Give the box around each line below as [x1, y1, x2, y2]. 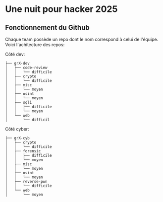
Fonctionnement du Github [5, 23, 90, 32]
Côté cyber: [5, 126, 29, 132]
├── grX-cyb [5, 135, 30, 140]
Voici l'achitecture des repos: [5, 42, 65, 48]
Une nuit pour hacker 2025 [5, 3, 118, 15]
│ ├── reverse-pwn [5, 179, 48, 184]
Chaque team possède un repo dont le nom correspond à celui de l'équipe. [5, 36, 159, 42]
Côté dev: [5, 51, 25, 57]
